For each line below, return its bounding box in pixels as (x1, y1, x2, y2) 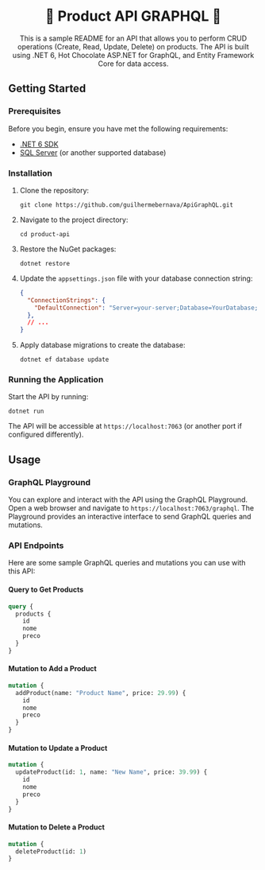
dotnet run (8, 407, 44, 416)
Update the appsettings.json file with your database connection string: (19, 274, 253, 283)
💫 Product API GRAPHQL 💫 (44, 7, 222, 25)
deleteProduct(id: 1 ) (15, 847, 87, 856)
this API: (8, 566, 36, 576)
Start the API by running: (8, 392, 89, 402)
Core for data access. (98, 59, 169, 68)
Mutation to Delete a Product (8, 822, 106, 832)
